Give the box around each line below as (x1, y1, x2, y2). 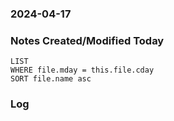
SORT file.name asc (10, 74, 92, 84)
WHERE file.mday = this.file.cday (10, 65, 155, 76)
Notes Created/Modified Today (10, 33, 165, 47)
